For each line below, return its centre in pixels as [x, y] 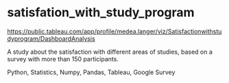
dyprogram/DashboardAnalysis [51, 38]
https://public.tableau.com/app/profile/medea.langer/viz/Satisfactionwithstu [114, 31]
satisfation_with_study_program [101, 13]
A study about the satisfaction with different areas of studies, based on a [110, 52]
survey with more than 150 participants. [63, 59]
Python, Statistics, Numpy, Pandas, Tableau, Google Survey [91, 72]
